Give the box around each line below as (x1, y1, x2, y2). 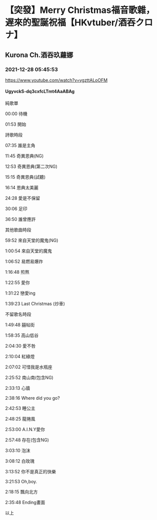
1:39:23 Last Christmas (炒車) (5, 301, 65, 307)
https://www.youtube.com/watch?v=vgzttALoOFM (5, 77, 108, 83)
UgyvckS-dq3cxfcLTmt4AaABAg (5, 88, 75, 94)
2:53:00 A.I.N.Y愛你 (5, 427, 46, 433)
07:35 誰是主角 (5, 143, 36, 149)
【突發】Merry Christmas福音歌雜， (5, 4, 155, 16)
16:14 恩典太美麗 (5, 185, 39, 191)
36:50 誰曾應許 (5, 217, 36, 223)
